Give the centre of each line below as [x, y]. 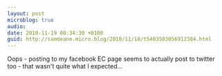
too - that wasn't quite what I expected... [65, 66]
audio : [17, 26]
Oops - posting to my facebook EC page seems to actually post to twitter [111, 59]
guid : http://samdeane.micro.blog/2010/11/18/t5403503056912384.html [110, 39]
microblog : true [30, 20]
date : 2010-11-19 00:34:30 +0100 [55, 33]
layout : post [26, 13]
